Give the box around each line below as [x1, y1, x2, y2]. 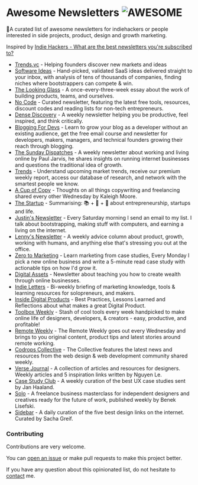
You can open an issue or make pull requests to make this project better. [6, 455, 182, 462]
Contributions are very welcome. [6, 443, 86, 450]
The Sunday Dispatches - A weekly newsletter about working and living [14, 148, 189, 156]
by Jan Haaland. [14, 383, 55, 390]
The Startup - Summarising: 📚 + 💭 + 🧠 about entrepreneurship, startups [14, 199, 191, 206]
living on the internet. [14, 226, 67, 233]
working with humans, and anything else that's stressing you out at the [14, 239, 187, 246]
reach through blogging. [14, 142, 74, 149]
